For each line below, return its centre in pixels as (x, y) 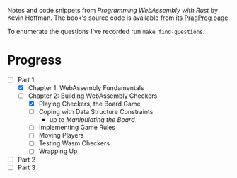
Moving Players (61, 135)
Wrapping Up (58, 151)
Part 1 (26, 79)
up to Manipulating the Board (92, 120)
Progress (35, 60)
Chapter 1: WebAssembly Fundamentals (86, 88)
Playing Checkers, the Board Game (90, 104)
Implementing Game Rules (77, 128)
